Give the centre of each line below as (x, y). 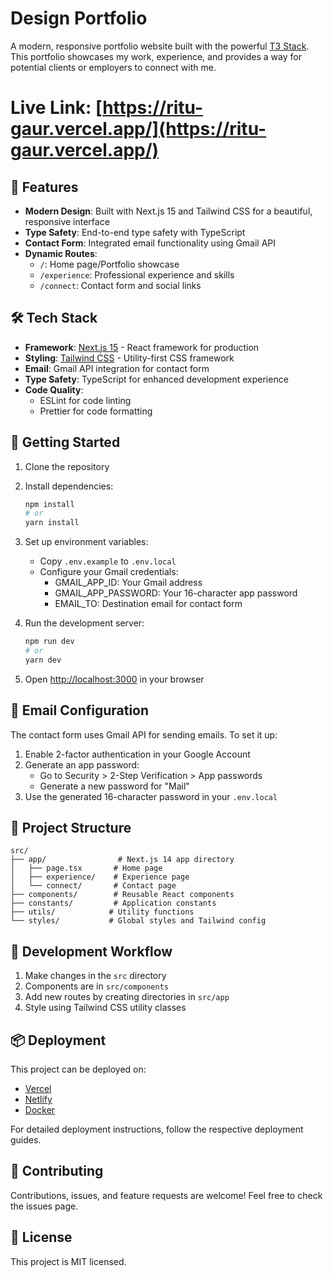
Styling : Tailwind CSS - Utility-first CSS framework (129, 358)
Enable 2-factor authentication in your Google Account (137, 754)
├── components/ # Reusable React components (122, 895)
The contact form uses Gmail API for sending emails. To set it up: (144, 734)
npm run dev (49, 642)
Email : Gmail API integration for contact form (117, 368)
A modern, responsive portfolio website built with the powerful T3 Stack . (160, 46)
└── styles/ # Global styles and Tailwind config (138, 921)
